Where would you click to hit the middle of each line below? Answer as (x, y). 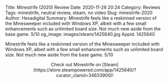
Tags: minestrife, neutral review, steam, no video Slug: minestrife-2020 (79, 13)
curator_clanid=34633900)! (85, 75)
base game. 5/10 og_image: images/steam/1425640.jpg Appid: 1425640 (80, 34)
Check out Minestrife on (76, 65)
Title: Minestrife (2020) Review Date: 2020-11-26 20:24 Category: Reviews (83, 7)
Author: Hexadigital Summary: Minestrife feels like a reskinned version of (81, 18)
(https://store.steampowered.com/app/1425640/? (85, 70)
